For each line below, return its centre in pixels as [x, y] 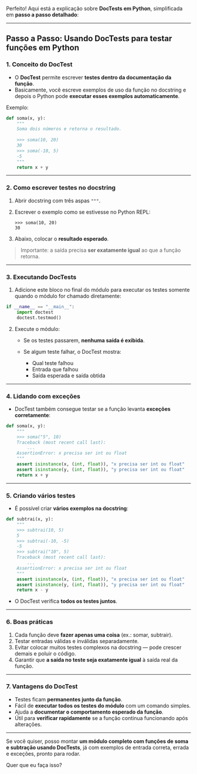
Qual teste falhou [53, 363]
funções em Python [43, 48]
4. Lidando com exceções [43, 396]
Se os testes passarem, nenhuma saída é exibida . [84, 340]
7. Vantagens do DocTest [42, 687]
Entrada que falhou [55, 369]
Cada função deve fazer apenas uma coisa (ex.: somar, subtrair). [94, 635]
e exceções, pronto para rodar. [43, 753]
